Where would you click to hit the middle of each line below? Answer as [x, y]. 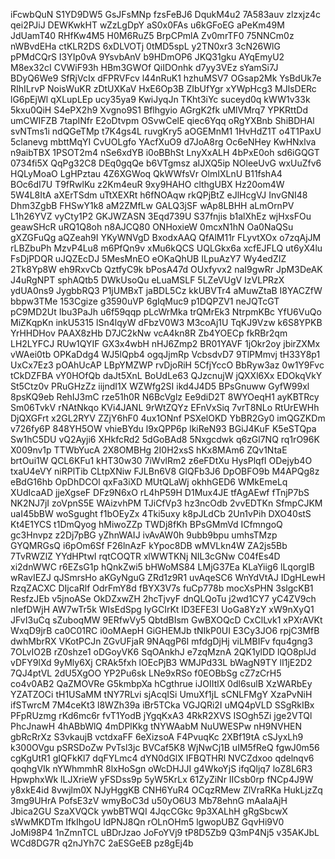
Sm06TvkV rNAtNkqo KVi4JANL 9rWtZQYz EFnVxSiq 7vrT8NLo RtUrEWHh [165, 407]
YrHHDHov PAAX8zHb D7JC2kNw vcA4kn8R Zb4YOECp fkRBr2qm [149, 333]
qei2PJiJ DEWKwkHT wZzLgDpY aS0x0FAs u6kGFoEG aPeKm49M [147, 25]
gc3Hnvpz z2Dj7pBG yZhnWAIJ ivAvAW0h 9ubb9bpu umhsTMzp [144, 535]
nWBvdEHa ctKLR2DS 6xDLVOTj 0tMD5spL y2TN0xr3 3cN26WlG [145, 46]
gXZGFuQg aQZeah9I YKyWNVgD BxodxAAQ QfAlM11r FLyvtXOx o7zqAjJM [166, 237]
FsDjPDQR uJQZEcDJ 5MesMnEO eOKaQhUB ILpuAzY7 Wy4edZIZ [148, 258]
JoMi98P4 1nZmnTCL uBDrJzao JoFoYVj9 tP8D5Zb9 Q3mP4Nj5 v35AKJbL [165, 832]
